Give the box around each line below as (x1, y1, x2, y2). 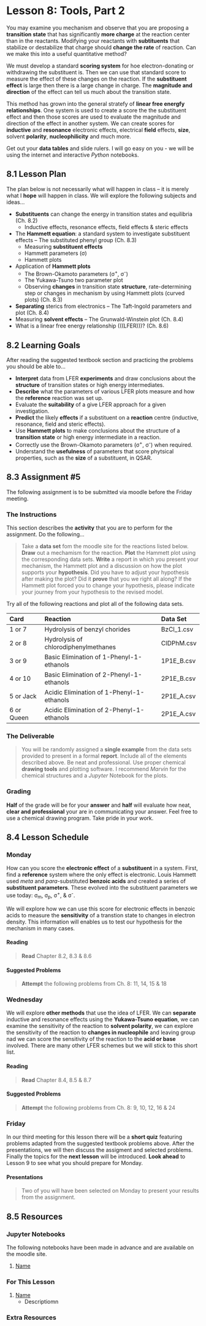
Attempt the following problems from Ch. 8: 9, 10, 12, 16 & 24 (21, 1104, 176, 1111)
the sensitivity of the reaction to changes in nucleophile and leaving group (6, 1029, 196, 1036)
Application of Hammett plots (15, 262, 91, 270)
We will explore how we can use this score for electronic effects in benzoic (6, 904, 196, 912)
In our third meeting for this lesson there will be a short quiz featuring (6, 1133, 183, 1140)
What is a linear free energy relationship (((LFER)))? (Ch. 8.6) (15, 322, 169, 329)
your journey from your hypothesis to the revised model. (21, 588, 164, 595)
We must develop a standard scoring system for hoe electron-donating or (6, 62, 194, 69)
